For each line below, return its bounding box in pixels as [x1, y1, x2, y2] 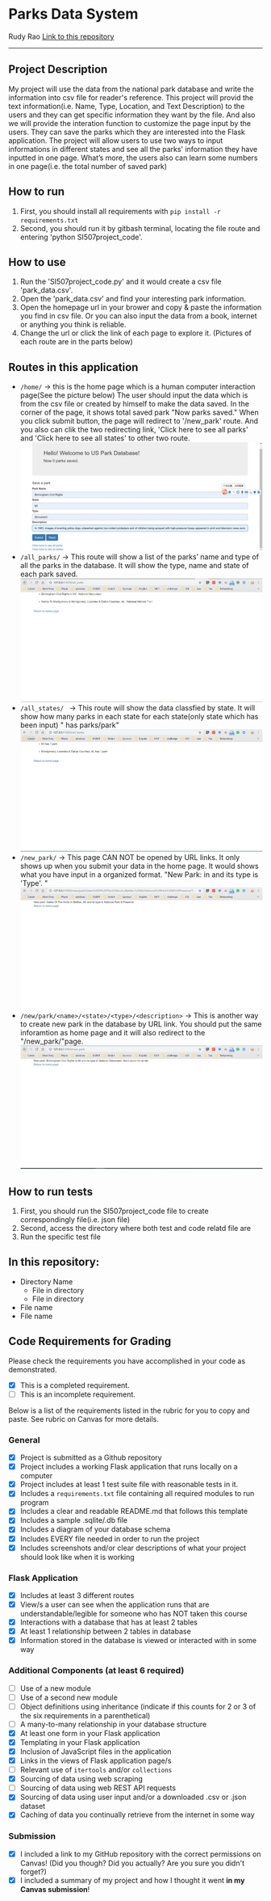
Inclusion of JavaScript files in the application [19, 1747, 172, 1756]
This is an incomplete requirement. [19, 1389, 135, 1399]
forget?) [19, 1866, 47, 1876]
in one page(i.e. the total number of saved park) [8, 161, 168, 171]
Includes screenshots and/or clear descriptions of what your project [19, 1543, 247, 1553]
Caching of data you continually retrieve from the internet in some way [19, 1810, 256, 1819]
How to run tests [8, 1185, 94, 1199]
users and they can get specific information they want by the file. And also [8, 110, 256, 120]
